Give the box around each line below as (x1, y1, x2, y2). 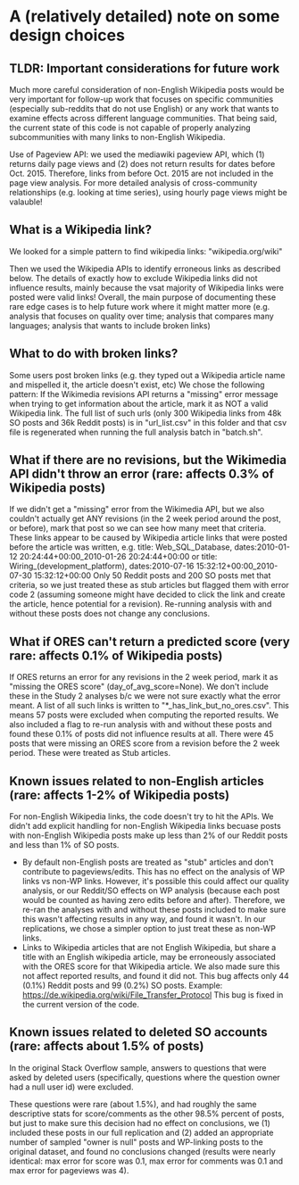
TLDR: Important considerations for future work (9, 61, 280, 76)
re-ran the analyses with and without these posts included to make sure (21, 904, 287, 916)
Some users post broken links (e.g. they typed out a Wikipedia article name (9, 369, 286, 380)
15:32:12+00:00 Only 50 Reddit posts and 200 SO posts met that (34, 570, 271, 581)
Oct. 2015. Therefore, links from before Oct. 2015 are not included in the (9, 168, 274, 178)
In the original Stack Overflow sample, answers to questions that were (9, 1062, 267, 1073)
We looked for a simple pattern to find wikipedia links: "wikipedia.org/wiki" (9, 245, 283, 256)
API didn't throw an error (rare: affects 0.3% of (9, 467, 275, 482)
